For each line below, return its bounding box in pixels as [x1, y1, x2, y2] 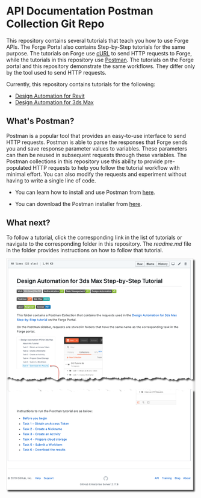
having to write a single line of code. [6, 176, 96, 184]
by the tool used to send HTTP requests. [6, 69, 107, 76]
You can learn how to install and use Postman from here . [14, 188, 155, 196]
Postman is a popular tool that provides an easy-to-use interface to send [6, 132, 187, 139]
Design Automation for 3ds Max [14, 98, 94, 106]
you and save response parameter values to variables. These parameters [6, 145, 188, 152]
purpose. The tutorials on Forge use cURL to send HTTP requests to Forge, [6, 49, 193, 57]
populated [6, 164, 32, 171]
